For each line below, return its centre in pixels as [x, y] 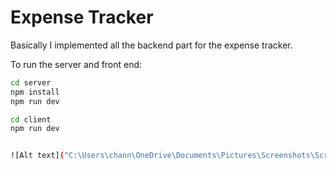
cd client [31, 119]
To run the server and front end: [76, 64]
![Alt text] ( [37, 156]
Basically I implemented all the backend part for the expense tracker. [151, 45]
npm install [35, 92]
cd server [31, 82]
